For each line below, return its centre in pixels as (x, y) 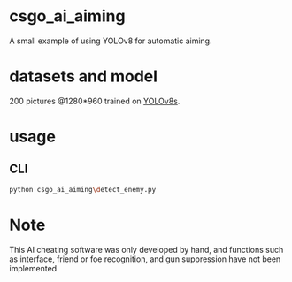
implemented (33, 268)
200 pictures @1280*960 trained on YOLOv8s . (95, 101)
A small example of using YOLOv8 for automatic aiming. (111, 41)
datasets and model (83, 76)
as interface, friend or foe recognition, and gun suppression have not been (145, 259)
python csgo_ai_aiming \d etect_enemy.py (83, 189)
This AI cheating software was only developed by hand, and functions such (146, 249)
